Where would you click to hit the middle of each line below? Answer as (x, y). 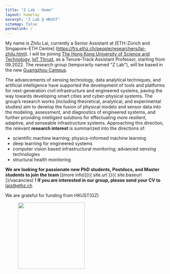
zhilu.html (15, 54)
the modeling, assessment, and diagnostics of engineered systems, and (80, 112)
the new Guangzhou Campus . (36, 70)
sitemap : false (21, 24)
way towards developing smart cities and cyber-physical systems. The (79, 96)
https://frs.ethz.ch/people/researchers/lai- (101, 49)
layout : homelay (22, 15)
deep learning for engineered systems (53, 144)
